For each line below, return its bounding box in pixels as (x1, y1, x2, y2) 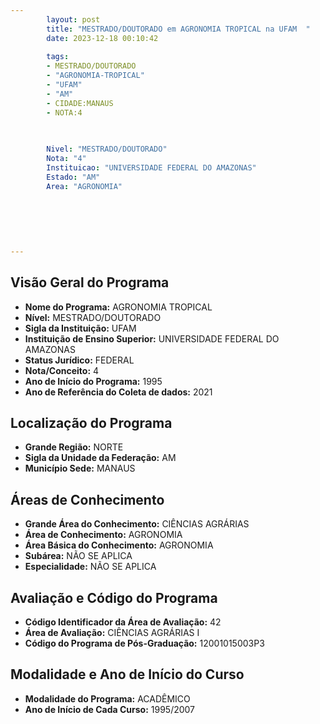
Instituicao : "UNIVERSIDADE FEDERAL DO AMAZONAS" (46, 163, 257, 173)
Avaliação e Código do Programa (10, 589, 218, 606)
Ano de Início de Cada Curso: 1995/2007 (24, 703, 196, 715)
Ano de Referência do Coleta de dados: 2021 (24, 386, 213, 398)
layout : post (46, 14, 101, 25)
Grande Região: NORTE (24, 441, 124, 453)
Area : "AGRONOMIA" (46, 181, 123, 191)
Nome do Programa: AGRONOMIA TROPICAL (24, 301, 213, 313)
